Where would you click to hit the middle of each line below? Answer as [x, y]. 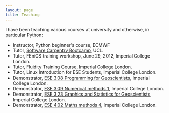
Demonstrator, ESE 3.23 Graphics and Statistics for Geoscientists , [82, 94]
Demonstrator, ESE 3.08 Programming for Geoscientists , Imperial [81, 78]
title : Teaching [23, 15]
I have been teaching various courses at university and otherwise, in [77, 29]
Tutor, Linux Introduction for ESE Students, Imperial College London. [84, 72]
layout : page [19, 10]
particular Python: [24, 35]
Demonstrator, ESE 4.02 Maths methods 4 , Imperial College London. [85, 105]
